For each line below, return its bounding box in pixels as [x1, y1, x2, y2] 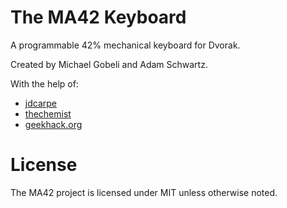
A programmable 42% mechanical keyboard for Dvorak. [10, 39, 241, 51]
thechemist [24, 107, 72, 120]
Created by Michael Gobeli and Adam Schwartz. [10, 58, 208, 70]
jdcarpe [24, 97, 57, 109]
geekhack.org [24, 118, 83, 130]
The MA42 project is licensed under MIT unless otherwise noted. [10, 186, 278, 198]
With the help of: [10, 77, 79, 90]
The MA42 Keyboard [10, 6, 187, 29]
